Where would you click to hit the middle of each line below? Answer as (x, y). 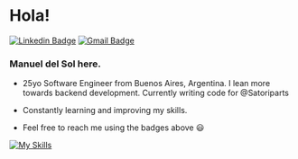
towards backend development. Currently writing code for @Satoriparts (156, 93)
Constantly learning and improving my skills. (105, 110)
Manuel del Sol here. (55, 64)
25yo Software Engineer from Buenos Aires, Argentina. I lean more (146, 84)
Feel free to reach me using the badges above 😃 (113, 128)
